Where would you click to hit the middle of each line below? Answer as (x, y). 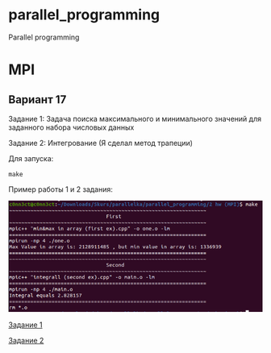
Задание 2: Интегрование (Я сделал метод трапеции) (101, 143)
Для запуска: (31, 158)
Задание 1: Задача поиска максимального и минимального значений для (135, 118)
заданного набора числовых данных (71, 127)
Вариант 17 (38, 100)
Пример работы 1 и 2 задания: (60, 189)
